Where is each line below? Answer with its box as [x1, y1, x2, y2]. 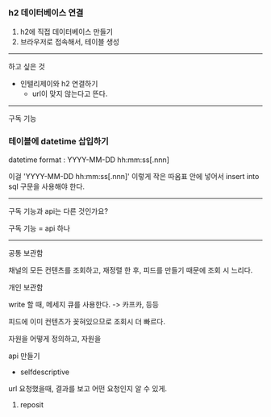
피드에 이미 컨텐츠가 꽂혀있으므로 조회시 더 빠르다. [8, 316, 166, 326]
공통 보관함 [8, 248, 44, 257]
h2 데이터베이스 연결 [8, 6, 84, 18]
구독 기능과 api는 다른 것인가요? [8, 206, 109, 215]
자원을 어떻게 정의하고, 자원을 [8, 333, 102, 344]
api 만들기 [8, 351, 40, 361]
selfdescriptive [19, 367, 70, 377]
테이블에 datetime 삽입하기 [8, 136, 109, 147]
